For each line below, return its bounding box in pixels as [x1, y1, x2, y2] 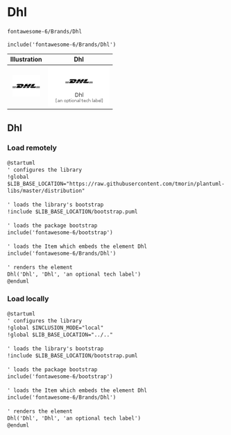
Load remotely [7, 143, 58, 152]
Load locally [7, 294, 49, 303]
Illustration [10, 55, 43, 63]
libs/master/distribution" [7, 187, 85, 194]
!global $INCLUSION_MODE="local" [7, 324, 104, 331]
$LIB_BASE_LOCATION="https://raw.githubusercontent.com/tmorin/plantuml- [7, 180, 225, 187]
